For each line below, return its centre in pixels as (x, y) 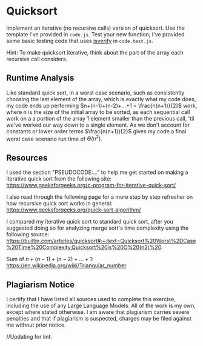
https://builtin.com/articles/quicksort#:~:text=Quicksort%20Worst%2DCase (101, 241)
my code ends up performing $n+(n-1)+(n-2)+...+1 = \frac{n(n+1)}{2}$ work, (102, 105)
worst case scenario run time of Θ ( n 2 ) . (55, 138)
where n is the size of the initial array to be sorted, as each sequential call (98, 112)
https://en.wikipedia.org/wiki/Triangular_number (66, 265)
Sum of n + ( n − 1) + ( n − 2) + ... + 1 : (50, 259)
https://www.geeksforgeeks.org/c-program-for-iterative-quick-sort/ (91, 185)
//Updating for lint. (29, 337)
